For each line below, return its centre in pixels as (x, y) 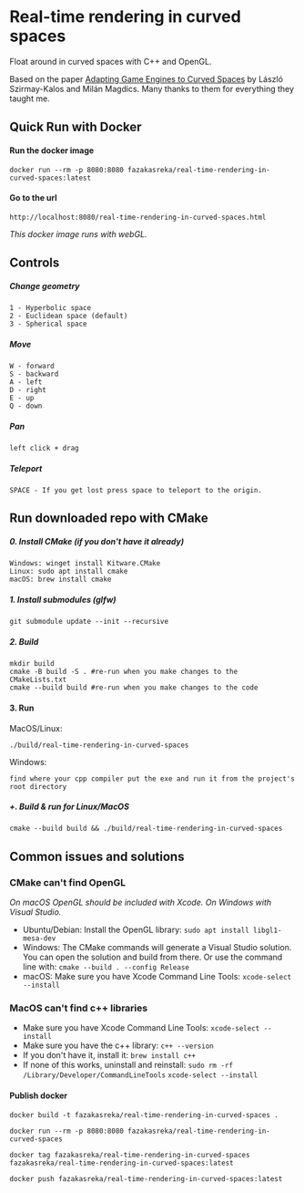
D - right (28, 390)
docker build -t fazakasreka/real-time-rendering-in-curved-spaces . (144, 1115)
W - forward (32, 367)
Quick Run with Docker (76, 127)
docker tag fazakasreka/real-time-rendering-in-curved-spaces (130, 1155)
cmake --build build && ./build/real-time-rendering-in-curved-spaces (146, 829)
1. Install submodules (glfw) (63, 599)
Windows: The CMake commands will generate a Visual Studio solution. (157, 948)
